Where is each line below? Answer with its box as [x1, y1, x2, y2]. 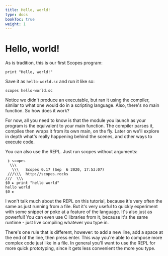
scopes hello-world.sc [5, 88, 53, 93]
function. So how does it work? [5, 108, 69, 114]
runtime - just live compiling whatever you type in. [5, 220, 109, 226]
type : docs [5, 12, 28, 17]
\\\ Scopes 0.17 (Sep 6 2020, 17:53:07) [12, 167, 105, 172]
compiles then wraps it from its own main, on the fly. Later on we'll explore [5, 128, 159, 134]
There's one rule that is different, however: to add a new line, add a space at [5, 229, 163, 235]
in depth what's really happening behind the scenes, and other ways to [5, 134, 152, 140]
